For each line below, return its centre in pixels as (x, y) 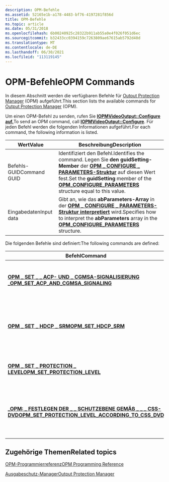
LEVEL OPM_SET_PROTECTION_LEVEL (54, 372)
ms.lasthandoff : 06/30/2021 (35, 52)
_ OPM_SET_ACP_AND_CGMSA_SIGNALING (60, 283)
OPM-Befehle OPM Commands (70, 82)
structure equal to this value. (92, 191)
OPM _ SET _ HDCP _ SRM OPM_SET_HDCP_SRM (66, 326)
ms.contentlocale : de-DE (31, 47)
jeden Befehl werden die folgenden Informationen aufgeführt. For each (78, 127)
